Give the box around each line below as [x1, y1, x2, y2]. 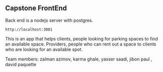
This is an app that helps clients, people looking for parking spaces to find [5, 35, 158, 41]
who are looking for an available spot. [5, 46, 83, 52]
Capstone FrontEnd [5, 4, 67, 12]
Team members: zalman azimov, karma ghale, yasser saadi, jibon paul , [5, 56, 152, 62]
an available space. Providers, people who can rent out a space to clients [5, 41, 156, 47]
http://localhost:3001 [5, 27, 53, 32]
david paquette [5, 61, 37, 67]
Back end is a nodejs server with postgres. [5, 17, 93, 23]
